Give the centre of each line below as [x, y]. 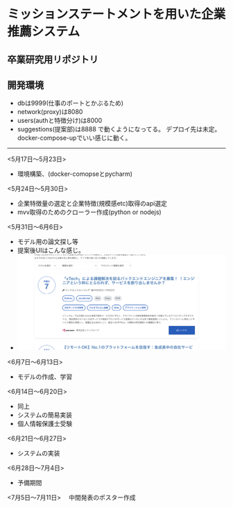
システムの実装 [38, 453]
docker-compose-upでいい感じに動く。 [74, 138]
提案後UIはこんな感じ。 [51, 250]
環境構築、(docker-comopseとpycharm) [75, 174]
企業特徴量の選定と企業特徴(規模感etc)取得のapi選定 [92, 204]
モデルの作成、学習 [45, 377]
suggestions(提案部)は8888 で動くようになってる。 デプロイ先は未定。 [119, 129]
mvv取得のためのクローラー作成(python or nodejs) [89, 212]
